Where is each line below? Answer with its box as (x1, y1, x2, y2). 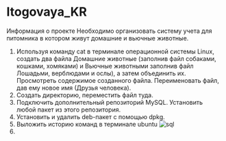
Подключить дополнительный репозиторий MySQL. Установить (16, 98, 203, 106)
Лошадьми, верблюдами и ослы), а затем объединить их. (16, 69, 186, 77)
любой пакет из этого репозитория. (16, 105, 121, 114)
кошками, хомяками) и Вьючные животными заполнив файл (16, 62, 194, 70)
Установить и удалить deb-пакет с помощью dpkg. (16, 112, 165, 120)
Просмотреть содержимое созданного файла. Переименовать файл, (16, 76, 220, 84)
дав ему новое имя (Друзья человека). (16, 84, 131, 92)
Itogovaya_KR (6, 4, 87, 20)
